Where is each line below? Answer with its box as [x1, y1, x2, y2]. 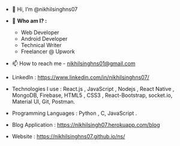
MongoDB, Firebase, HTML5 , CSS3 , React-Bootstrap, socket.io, [11, 92, 173, 99]
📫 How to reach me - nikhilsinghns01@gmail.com [11, 60, 136, 67]
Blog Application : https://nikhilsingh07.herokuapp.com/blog [11, 121, 160, 128]
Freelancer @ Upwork [20, 48, 75, 55]
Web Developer [20, 29, 59, 36]
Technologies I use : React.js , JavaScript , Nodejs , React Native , [11, 86, 175, 92]
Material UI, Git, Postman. [11, 98, 76, 105]
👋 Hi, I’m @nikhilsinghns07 [11, 6, 78, 13]
